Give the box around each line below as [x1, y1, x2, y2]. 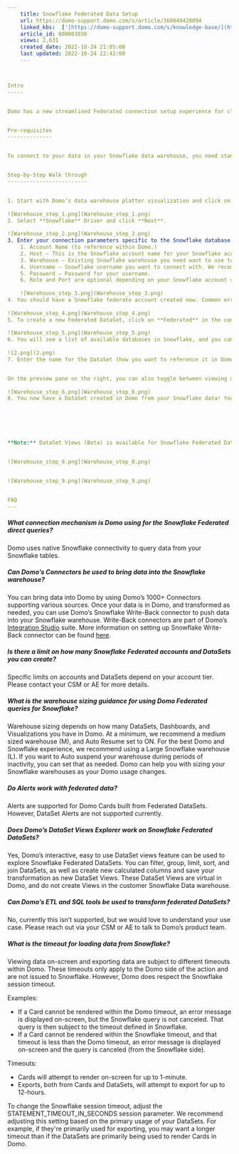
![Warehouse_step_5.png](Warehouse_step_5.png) [7, 329, 152, 337]
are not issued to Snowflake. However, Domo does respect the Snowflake [7, 973, 223, 981]
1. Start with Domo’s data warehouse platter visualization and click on [7, 197, 231, 204]
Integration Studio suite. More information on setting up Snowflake [7, 623, 203, 632]
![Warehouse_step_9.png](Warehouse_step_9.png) [7, 477, 152, 485]
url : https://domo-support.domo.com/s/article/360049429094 [20, 17, 202, 24]
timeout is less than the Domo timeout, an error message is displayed [17, 1038, 221, 1047]
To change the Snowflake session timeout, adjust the [7, 1102, 163, 1111]
